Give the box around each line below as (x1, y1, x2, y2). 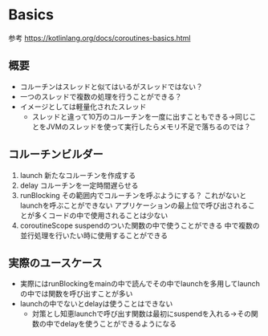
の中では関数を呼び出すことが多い (19, 289, 133, 298)
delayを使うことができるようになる (59, 319, 177, 329)
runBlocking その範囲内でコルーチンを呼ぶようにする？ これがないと (19, 190, 247, 200)
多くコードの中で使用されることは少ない (34, 210, 169, 220)
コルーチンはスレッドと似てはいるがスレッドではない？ (19, 82, 203, 91)
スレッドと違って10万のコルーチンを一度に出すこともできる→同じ (31, 111, 250, 121)
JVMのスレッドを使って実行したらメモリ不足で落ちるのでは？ (46, 122, 251, 132)
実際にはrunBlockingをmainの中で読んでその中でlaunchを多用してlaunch (19, 279, 261, 289)
